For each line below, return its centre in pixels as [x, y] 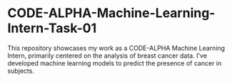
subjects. [21, 71]
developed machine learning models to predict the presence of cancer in [115, 63]
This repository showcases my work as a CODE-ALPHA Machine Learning [116, 48]
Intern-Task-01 [52, 28]
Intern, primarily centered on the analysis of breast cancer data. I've [107, 56]
